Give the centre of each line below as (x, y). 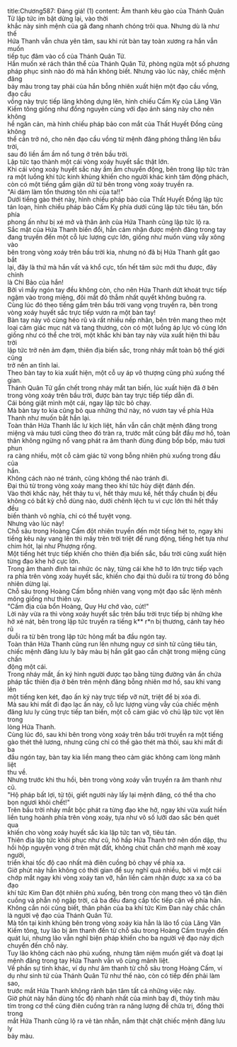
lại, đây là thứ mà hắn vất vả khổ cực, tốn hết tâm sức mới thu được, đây (112, 267)
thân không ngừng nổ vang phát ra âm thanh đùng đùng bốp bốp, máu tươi (116, 441)
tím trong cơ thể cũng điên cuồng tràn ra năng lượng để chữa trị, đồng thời (116, 1006)
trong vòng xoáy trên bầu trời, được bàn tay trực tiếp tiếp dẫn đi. (101, 395)
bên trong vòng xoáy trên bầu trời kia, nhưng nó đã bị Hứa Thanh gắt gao (114, 252)
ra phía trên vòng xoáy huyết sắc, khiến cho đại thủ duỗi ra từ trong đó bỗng (118, 576)
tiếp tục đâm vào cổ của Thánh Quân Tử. (67, 56)
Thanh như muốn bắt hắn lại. (49, 418)
